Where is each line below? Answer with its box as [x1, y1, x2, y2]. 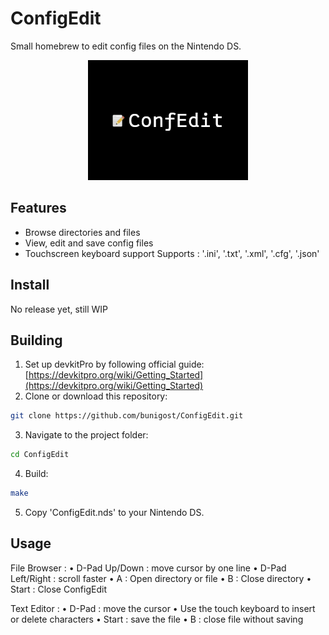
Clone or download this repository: [24, 390, 168, 402]
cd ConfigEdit [10, 450, 70, 460]
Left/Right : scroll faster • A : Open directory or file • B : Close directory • [10, 572, 312, 584]
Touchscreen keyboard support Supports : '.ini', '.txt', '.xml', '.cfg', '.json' [24, 247, 320, 259]
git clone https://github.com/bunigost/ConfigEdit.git [10, 411, 244, 421]
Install [10, 277, 50, 294]
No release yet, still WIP [10, 303, 109, 315]
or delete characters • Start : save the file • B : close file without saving [10, 613, 304, 625]
